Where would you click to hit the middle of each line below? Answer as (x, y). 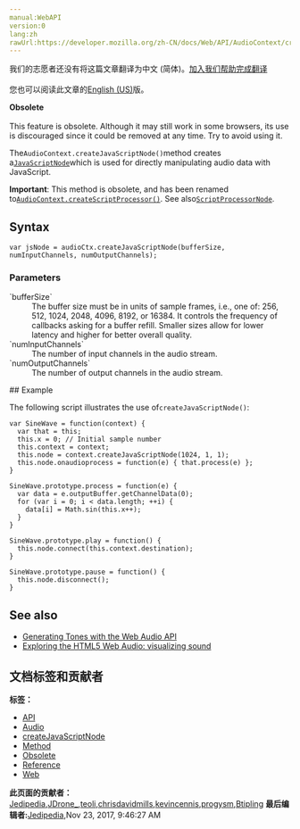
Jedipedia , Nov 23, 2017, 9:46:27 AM (94, 815)
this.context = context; (63, 447)
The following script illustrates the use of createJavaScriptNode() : (129, 408)
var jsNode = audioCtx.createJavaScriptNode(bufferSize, (117, 248)
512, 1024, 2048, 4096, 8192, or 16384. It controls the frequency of (155, 316)
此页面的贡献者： (41, 792)
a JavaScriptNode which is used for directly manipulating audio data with (140, 162)
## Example (31, 390)
